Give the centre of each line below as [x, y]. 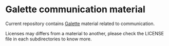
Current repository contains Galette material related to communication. [80, 24]
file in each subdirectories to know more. [49, 39]
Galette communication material [75, 9]
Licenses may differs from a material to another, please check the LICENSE [85, 33]
